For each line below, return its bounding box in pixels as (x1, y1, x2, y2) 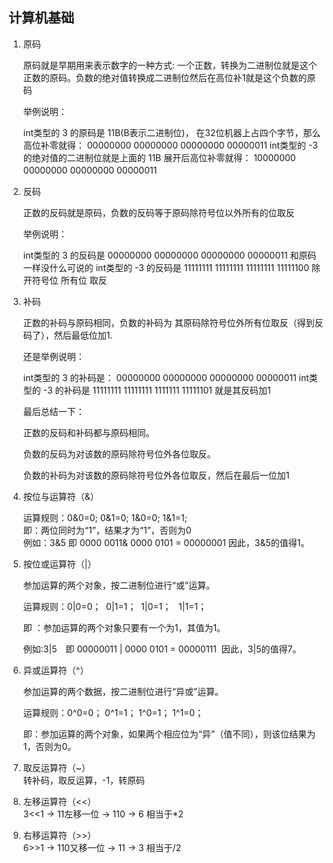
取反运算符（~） (22, 761, 91, 773)
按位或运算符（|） (22, 558, 97, 570)
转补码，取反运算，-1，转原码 (22, 774, 145, 786)
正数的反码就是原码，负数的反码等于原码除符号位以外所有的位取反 (22, 206, 295, 218)
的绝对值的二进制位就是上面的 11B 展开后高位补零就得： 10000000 (22, 151, 296, 163)
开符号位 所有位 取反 (22, 274, 108, 286)
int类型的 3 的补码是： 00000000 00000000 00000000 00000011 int (22, 371, 310, 383)
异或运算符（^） (22, 664, 90, 676)
